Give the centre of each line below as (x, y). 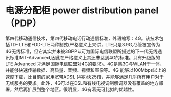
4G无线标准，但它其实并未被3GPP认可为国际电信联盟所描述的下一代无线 (81, 51)
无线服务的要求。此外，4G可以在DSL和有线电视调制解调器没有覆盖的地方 (82, 83)
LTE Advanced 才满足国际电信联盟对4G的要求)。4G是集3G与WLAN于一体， (85, 64)
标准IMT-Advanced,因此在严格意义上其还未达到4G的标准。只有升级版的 (85, 57)
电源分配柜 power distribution (69, 10)
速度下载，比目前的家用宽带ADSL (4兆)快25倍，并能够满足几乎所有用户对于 (85, 77)
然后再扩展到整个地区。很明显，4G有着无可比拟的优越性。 (75, 89)
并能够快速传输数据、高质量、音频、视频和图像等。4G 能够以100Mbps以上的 (86, 70)
